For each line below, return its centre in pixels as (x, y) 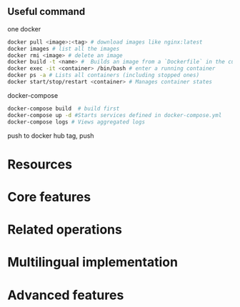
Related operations (65, 230)
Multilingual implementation (93, 262)
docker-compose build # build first (64, 109)
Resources (40, 164)
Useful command (46, 12)
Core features (49, 197)
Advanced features (66, 295)
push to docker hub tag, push (51, 136)
